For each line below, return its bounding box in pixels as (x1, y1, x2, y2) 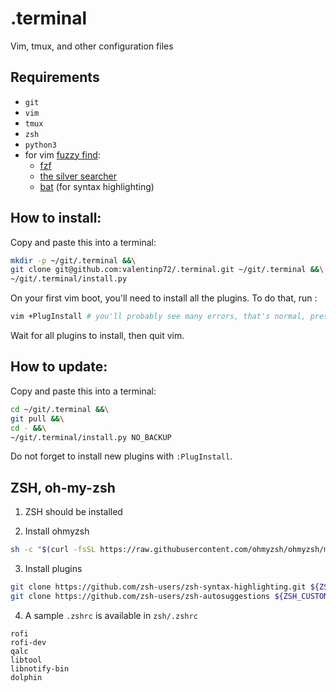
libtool (10, 655, 43, 665)
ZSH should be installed (24, 506, 123, 518)
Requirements (10, 69, 100, 86)
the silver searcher (39, 170, 118, 182)
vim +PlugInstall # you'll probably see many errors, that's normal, (10, 312, 307, 322)
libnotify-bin (10, 663, 70, 674)
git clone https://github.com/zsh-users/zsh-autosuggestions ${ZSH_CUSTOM (10, 591, 329, 601)
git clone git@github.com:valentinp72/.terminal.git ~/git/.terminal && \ (10, 265, 325, 275)
